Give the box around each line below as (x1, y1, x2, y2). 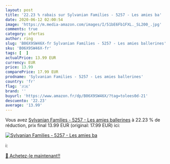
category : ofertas (5, 31, 45, 36)
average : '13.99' (5, 103, 43, 108)
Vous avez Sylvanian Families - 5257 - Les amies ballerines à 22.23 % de (5, 117, 161, 123)
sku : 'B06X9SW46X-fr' (5, 46, 52, 51)
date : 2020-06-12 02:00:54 (5, 17, 63, 22)
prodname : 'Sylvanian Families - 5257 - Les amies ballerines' (5, 74, 144, 79)
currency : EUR (5, 60, 36, 65)
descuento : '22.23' (5, 98, 47, 103)
